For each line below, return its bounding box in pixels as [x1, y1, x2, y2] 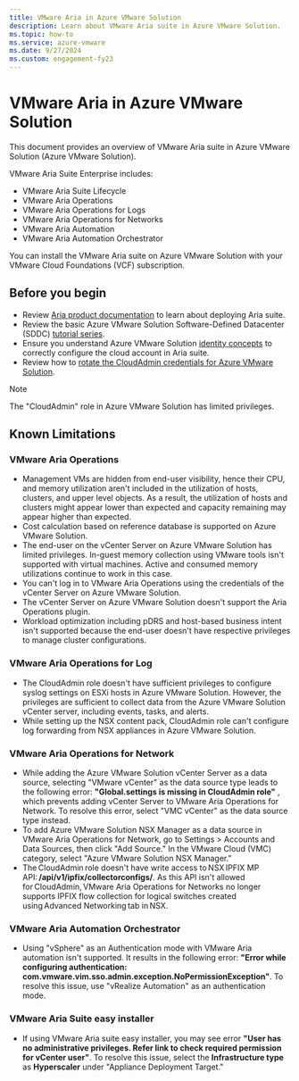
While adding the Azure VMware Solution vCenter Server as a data [21, 768, 268, 778]
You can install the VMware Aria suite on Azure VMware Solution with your [9, 250, 284, 261]
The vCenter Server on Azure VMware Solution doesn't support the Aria [21, 597, 287, 608]
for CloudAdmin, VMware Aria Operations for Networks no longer [21, 881, 262, 893]
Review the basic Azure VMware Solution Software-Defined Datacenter [21, 319, 285, 329]
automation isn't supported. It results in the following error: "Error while [21, 952, 287, 963]
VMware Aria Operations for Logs [21, 204, 146, 215]
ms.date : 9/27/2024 [9, 46, 82, 55]
